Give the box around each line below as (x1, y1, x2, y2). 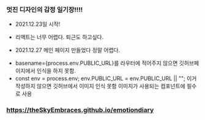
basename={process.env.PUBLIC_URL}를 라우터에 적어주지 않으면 (15, 59, 178, 67)
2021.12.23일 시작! (15, 20, 61, 28)
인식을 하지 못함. (36, 67, 76, 75)
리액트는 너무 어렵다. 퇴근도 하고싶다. (15, 34, 104, 41)
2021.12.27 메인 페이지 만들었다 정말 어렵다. (15, 47, 121, 54)
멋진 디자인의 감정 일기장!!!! (6, 5, 83, 13)
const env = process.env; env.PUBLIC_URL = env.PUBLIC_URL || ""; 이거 (15, 75, 197, 82)
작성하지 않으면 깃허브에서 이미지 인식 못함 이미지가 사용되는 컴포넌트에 (15, 83, 185, 90)
